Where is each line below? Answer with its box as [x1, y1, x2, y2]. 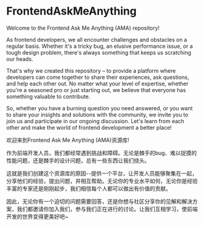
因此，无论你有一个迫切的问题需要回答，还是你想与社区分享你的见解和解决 [6, 198, 192, 205]
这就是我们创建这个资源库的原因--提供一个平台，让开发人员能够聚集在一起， [6, 170, 197, 177]
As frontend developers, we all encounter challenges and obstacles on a [6, 36, 187, 43]
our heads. [6, 55, 33, 62]
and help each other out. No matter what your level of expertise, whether [6, 80, 189, 87]
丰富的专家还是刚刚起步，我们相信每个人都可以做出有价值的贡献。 [6, 185, 171, 192]
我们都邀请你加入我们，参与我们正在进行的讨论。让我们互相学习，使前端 [16, 205, 198, 213]
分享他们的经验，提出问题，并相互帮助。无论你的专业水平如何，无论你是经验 [6, 177, 198, 184]
